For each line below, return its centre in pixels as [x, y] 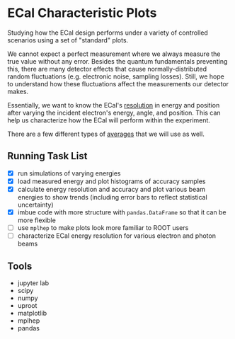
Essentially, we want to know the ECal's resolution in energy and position [114, 105]
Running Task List [47, 156]
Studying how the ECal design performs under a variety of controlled [108, 33]
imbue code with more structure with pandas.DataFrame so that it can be [122, 212]
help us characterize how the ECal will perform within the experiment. [109, 120]
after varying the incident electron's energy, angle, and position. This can [114, 113]
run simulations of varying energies [69, 173]
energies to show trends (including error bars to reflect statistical [112, 197]
